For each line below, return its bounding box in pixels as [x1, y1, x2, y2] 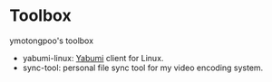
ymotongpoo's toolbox [9, 35, 93, 46]
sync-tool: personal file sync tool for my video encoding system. [22, 62, 264, 73]
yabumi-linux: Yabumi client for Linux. [22, 52, 164, 63]
